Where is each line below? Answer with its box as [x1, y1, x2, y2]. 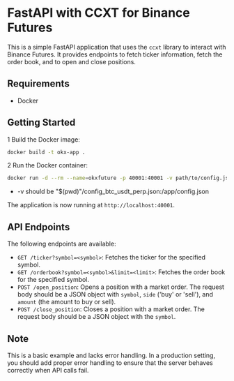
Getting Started [7, 117, 76, 128]
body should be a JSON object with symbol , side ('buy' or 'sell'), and [17, 290, 214, 299]
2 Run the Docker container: [7, 161, 88, 170]
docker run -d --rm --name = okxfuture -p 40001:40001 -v [7, 174, 173, 182]
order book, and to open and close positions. [7, 57, 136, 66]
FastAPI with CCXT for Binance [7, 5, 190, 21]
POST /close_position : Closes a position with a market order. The [17, 305, 205, 313]
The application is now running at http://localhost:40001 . [7, 201, 175, 209]
